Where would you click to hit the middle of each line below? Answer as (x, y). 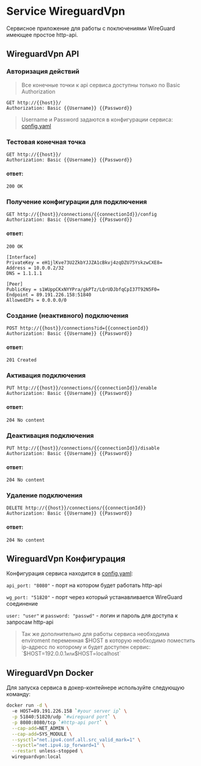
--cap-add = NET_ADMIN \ (41, 728)
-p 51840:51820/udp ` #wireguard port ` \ (64, 717)
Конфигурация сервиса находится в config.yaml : (70, 573)
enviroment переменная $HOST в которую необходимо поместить (108, 641)
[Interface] (21, 257)
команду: (18, 694)
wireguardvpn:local (37, 757)
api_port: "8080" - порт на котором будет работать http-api (84, 585)
